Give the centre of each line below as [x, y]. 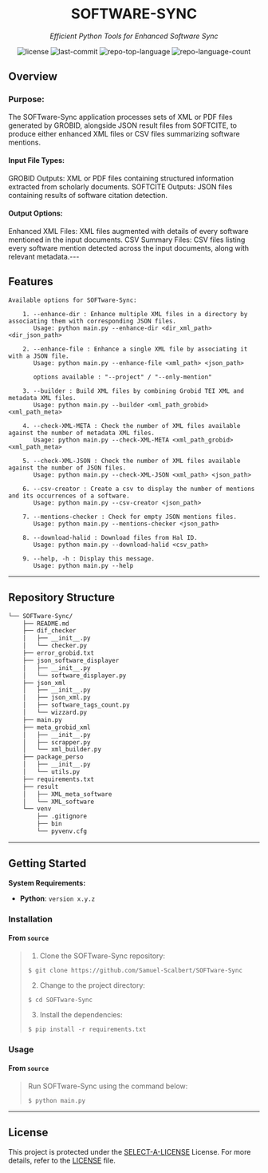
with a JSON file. [39, 356]
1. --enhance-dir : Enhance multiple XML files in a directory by [135, 314]
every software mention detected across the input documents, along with [129, 248]
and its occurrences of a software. [69, 496]
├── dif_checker [50, 631]
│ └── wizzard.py [55, 713]
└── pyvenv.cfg [62, 831]
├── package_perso [53, 757]
